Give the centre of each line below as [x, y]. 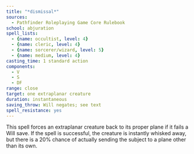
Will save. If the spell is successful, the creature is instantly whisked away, [96, 133]
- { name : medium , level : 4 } [46, 55]
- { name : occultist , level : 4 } [50, 39]
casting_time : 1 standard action [47, 61]
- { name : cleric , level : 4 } [46, 45]
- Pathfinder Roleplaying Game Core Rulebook [68, 22]
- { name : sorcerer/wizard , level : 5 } [58, 50]
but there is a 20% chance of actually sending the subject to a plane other [96, 140]
